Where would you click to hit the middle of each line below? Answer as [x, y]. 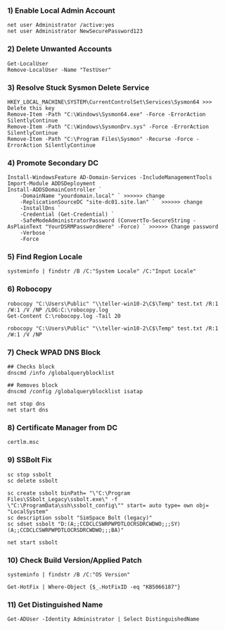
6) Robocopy [30, 289]
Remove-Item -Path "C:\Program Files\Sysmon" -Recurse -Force [100, 139]
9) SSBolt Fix [30, 460]
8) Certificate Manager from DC [63, 427]
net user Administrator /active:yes [61, 25]
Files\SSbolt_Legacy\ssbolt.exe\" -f [63, 499]
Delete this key [31, 108]
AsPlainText [25, 227]
